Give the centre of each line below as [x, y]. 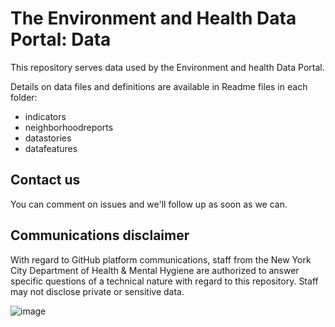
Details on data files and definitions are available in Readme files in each [159, 86]
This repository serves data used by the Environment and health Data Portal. [167, 67]
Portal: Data [61, 39]
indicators [45, 116]
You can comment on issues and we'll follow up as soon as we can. [149, 204]
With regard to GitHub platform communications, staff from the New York [161, 259]
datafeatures [51, 148]
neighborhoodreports [69, 127]
